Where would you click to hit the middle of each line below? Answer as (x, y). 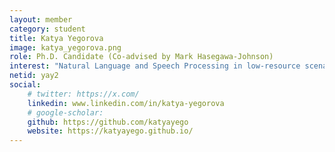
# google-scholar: (65, 112)
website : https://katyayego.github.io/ (110, 131)
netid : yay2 (34, 76)
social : (25, 85)
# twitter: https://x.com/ (83, 94)
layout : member (41, 19)
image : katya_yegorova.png (65, 47)
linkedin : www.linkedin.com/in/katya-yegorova (126, 103)
